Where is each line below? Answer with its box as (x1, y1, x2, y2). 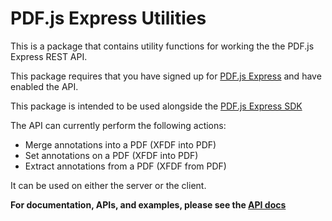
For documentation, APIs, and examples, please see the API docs (10, 198, 287, 211)
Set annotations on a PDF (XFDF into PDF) (24, 149, 199, 161)
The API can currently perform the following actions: (10, 119, 227, 131)
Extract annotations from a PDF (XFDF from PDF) (24, 160, 227, 172)
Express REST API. (10, 50, 88, 62)
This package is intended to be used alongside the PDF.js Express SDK (10, 100, 303, 112)
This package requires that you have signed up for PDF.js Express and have (10, 70, 322, 82)
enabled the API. (10, 80, 79, 92)
